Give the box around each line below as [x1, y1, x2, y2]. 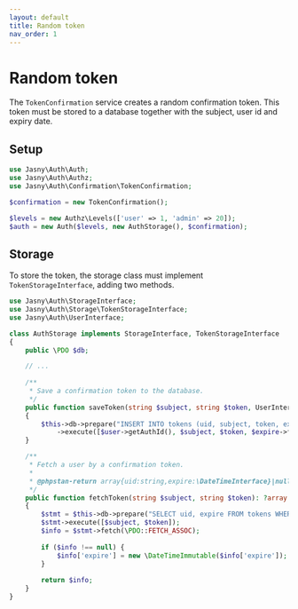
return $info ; [41, 576, 93, 585]
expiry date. [9, 116, 53, 127]
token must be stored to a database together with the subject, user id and [9, 107, 278, 117]
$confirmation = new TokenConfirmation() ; [9, 197, 169, 207]
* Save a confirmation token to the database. [28, 387, 204, 396]
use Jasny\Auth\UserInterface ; [9, 312, 125, 322]
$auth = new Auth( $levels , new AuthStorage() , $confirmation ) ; [9, 222, 248, 231]
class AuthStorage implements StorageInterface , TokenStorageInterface [9, 329, 279, 338]
